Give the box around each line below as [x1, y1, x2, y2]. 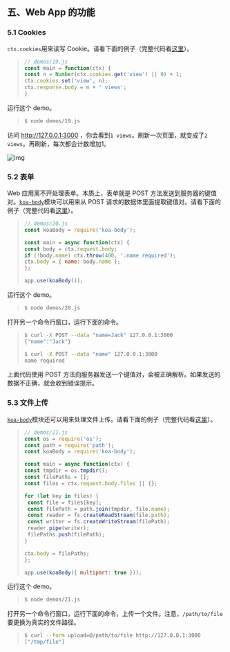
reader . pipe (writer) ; [27, 525, 90, 532]
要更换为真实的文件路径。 [7, 618, 80, 626]
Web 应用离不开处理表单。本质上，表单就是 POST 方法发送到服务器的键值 [7, 189, 218, 197]
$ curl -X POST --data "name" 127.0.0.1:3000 [23, 350, 157, 358]
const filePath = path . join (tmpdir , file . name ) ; [27, 505, 171, 512]
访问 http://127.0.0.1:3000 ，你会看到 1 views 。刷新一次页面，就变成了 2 [7, 131, 208, 139]
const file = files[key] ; [27, 499, 102, 506]
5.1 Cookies [7, 28, 46, 37]
